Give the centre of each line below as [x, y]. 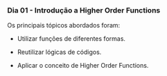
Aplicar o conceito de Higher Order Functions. [83, 66]
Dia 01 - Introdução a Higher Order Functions [84, 10]
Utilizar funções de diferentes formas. [71, 39]
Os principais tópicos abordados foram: [64, 26]
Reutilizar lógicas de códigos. [59, 52]
